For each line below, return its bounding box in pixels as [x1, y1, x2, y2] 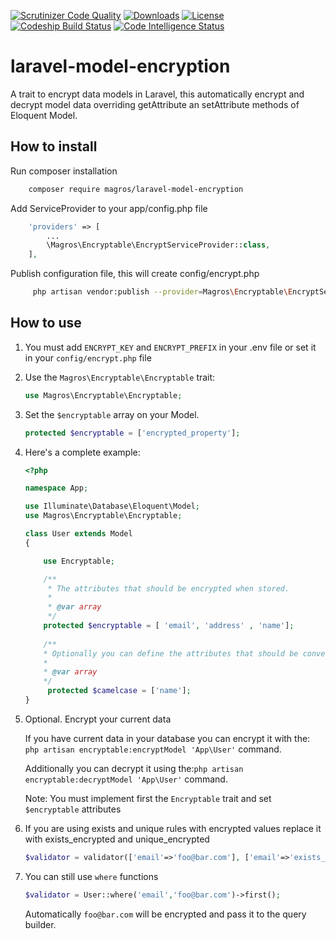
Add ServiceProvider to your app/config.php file [10, 202, 208, 214]
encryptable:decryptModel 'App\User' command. [24, 773, 228, 785]
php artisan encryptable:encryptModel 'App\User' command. [24, 743, 282, 755]
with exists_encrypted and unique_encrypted [24, 833, 210, 845]
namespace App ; [24, 483, 89, 494]
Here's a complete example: [24, 446, 141, 458]
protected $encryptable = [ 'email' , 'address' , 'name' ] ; [43, 621, 295, 631]
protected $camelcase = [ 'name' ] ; [47, 686, 192, 696]
